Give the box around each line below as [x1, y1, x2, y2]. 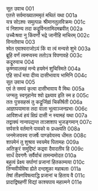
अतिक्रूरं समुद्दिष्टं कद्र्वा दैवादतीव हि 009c [6, 145, 84, 152]
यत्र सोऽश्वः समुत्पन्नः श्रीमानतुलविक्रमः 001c [6, 18, 86, 26]
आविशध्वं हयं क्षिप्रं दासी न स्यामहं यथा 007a [6, 112, 87, 119]
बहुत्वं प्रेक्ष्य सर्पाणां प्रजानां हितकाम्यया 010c [6, 158, 85, 165]
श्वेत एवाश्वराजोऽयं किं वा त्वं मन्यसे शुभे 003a [6, 45, 91, 52]
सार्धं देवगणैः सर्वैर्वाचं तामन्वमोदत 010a [6, 152, 77, 159]
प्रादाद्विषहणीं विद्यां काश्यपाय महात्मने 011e [6, 179, 83, 186]
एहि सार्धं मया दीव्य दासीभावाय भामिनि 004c [6, 72, 87, 79]
